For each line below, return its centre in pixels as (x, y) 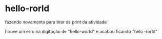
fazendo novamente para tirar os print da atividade (56, 22)
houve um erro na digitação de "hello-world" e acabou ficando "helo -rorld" (81, 31)
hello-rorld (27, 9)
